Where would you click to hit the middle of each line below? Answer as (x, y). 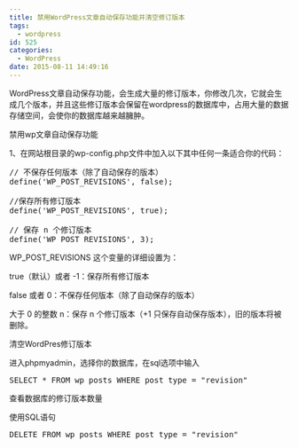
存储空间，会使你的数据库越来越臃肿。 (79, 115)
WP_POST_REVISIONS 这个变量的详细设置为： (94, 257)
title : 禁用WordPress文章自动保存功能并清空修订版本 (97, 17)
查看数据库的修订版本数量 (56, 398)
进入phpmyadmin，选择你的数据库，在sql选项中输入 (104, 362)
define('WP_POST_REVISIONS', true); (89, 210)
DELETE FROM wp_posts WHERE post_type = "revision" (124, 434)
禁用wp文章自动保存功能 (54, 134)
